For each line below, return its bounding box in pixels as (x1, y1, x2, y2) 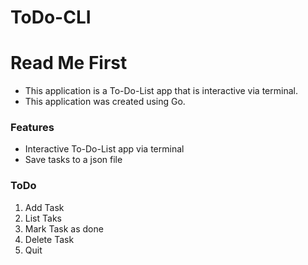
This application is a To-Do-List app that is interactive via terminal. (24, 85, 298, 97)
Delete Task (24, 233, 75, 245)
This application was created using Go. (24, 96, 186, 108)
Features (10, 121, 55, 135)
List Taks (24, 212, 62, 224)
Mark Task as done (24, 222, 104, 235)
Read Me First (10, 52, 128, 75)
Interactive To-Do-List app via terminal (24, 143, 185, 155)
